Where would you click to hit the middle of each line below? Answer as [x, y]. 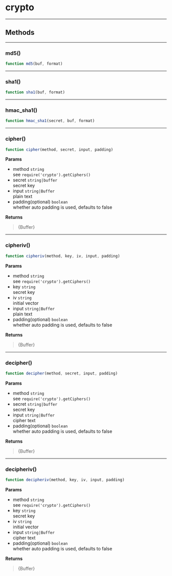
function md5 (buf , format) [34, 64]
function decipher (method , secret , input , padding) [61, 373]
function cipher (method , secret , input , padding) [59, 150]
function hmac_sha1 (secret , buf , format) [50, 121]
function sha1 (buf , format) [35, 92]
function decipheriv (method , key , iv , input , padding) [65, 480]
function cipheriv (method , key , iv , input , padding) [63, 256]
